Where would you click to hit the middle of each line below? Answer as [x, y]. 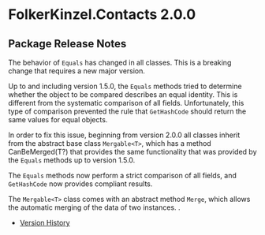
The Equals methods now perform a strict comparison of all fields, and [122, 175]
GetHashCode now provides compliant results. [80, 184]
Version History [45, 223]
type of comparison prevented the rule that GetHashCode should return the [127, 111]
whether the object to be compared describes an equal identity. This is [123, 95]
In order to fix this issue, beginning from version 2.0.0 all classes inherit [124, 135]
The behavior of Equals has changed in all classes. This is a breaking [120, 62]
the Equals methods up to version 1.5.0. [72, 160]
